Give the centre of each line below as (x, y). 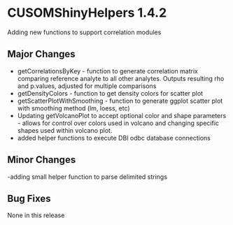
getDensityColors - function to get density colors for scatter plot (110, 93)
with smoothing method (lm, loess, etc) (74, 108)
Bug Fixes (29, 198)
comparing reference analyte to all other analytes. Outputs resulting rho (121, 78)
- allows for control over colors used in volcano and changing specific (118, 123)
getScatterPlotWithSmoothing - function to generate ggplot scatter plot (120, 101)
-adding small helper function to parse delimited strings (87, 177)
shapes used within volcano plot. (65, 130)
